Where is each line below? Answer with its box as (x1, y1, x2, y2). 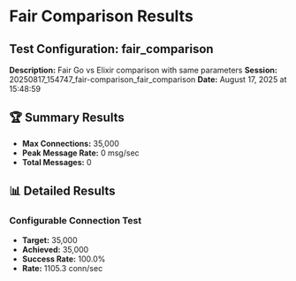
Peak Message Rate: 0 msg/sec (21, 148, 140, 158)
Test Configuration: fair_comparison (9, 42, 214, 57)
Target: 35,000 (21, 234, 78, 245)
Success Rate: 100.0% (21, 254, 106, 264)
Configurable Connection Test (9, 215, 142, 227)
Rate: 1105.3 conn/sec (21, 262, 103, 273)
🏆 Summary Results (9, 110, 125, 125)
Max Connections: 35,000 (21, 138, 119, 148)
